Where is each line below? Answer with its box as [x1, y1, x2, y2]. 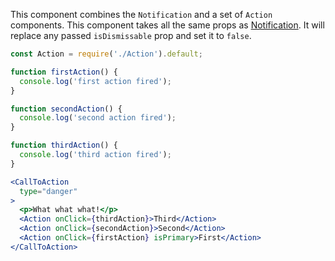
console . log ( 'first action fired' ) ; [19, 76, 172, 86]
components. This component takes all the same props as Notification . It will [10, 19, 325, 31]
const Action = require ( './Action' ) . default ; [10, 49, 203, 59]
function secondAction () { [10, 104, 123, 114]
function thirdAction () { [10, 140, 118, 151]
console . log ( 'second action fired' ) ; [19, 113, 177, 123]
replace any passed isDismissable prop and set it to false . [10, 30, 252, 41]
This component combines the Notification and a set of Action [10, 9, 273, 20]
